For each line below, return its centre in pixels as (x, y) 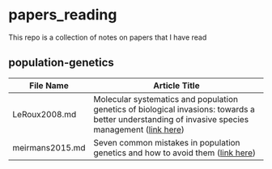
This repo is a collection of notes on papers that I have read (108, 37)
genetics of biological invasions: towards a (174, 109)
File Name (49, 85)
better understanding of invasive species (171, 119)
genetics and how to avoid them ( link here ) (175, 153)
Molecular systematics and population (166, 99)
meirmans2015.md (49, 147)
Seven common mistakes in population (167, 142)
